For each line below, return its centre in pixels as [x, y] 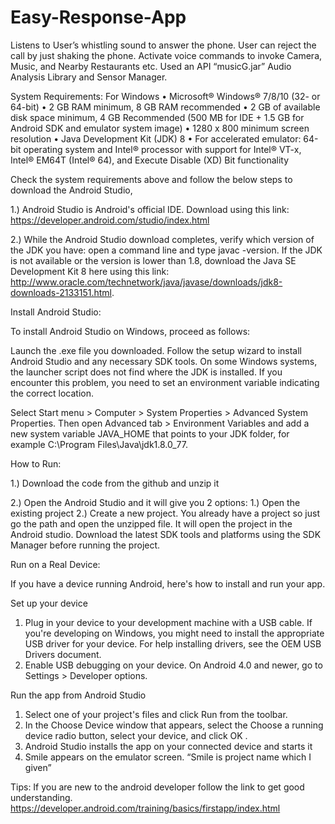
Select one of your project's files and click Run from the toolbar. [156, 714]
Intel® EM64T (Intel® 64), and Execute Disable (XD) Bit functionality [150, 160]
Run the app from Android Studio [78, 695]
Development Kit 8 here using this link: [90, 271]
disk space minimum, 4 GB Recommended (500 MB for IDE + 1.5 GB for [157, 117]
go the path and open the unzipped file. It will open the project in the [151, 523]
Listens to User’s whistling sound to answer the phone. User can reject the [163, 45]
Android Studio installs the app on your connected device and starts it [168, 746]
